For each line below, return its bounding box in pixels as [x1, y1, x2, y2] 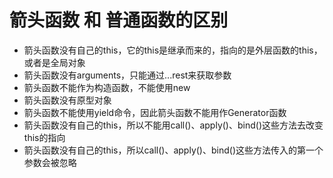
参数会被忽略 [23, 156, 77, 168]
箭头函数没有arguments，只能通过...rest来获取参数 [23, 69, 232, 81]
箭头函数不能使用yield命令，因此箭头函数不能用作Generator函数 [23, 106, 287, 118]
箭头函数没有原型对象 [23, 94, 112, 106]
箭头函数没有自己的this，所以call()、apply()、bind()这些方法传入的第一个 [23, 144, 324, 156]
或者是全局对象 [23, 56, 86, 68]
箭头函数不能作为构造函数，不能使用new [23, 81, 191, 93]
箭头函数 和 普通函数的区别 [9, 9, 229, 32]
